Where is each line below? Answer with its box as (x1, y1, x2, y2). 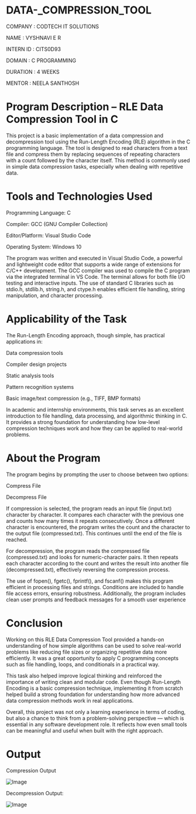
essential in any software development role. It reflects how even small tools (6, 721, 187, 728)
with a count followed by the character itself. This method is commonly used (6, 156, 190, 164)
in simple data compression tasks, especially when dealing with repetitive (6, 163, 183, 170)
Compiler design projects (6, 361, 67, 368)
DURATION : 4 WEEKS (6, 68, 60, 75)
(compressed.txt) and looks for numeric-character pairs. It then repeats (6, 553, 178, 560)
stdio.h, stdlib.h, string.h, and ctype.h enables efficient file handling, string (6, 285, 185, 293)
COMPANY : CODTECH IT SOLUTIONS (6, 23, 99, 30)
